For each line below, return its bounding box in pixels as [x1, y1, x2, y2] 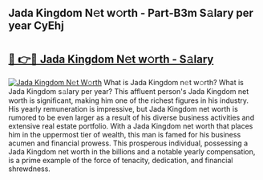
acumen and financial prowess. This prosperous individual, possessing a [8, 138, 249, 148]
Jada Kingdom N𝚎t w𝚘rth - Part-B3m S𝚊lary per [8, 6, 254, 20]
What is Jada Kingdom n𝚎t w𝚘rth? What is [103, 78, 245, 87]
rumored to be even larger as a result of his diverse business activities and [8, 112, 255, 122]
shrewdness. [8, 164, 51, 174]
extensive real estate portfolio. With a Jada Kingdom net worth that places [8, 121, 253, 131]
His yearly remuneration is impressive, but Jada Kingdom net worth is [8, 104, 238, 113]
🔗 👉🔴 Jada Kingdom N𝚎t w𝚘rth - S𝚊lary [8, 52, 214, 66]
